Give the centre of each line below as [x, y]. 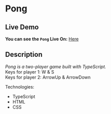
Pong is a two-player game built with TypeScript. [56, 66]
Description [24, 55]
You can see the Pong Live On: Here [42, 39]
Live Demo [22, 27]
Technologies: [20, 87]
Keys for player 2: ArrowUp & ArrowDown [48, 77]
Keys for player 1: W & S [30, 72]
